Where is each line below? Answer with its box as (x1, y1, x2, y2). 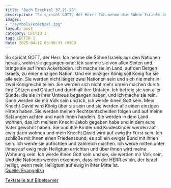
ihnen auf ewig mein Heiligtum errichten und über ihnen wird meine (5, 145, 147, 152)
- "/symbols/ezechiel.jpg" (5, 21, 63, 27)
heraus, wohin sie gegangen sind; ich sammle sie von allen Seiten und (5, 59, 153, 66)
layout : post (5, 26, 33, 31)
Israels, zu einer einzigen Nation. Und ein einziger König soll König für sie (5, 70, 159, 77)
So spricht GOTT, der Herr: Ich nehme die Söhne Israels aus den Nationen (5, 54, 160, 60)
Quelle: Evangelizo (5, 167, 44, 173)
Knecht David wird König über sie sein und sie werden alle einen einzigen (5, 102, 159, 109)
